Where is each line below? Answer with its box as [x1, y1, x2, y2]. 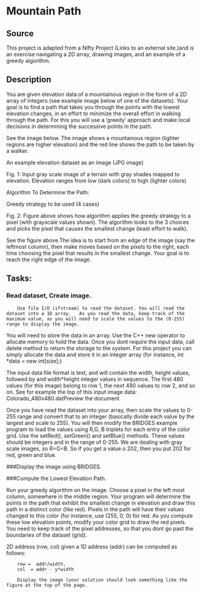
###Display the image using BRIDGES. [6, 463, 101, 470]
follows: [6, 549, 26, 557]
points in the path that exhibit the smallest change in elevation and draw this [6, 499, 196, 506]
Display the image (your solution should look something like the [17, 576, 188, 583]
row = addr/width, [17, 561, 66, 567]
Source [6, 28, 34, 39]
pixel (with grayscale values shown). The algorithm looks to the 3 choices [6, 219, 189, 226]
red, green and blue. [6, 451, 57, 458]
